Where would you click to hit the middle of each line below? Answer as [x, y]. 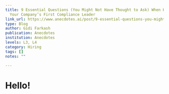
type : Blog [17, 24]
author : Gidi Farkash [28, 28]
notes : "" [16, 56]
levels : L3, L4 [21, 42]
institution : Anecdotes [30, 38]
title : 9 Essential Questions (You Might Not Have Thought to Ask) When [83, 10]
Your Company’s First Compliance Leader [53, 14]
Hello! [18, 85]
